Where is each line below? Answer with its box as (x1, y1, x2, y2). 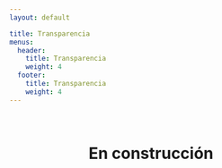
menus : (9, 38, 34, 46)
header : (17, 46, 47, 55)
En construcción (88, 143, 214, 164)
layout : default (9, 13, 70, 22)
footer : (17, 71, 47, 80)
